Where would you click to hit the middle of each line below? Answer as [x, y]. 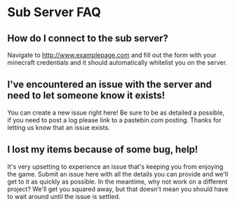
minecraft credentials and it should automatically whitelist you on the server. [117, 63]
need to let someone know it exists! [86, 96]
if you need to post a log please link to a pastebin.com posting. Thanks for [114, 120]
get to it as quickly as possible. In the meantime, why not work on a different [117, 181]
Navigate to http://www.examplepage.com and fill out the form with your [112, 55]
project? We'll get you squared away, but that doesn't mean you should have [118, 189]
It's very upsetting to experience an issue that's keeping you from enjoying [115, 167]
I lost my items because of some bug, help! [103, 149]
